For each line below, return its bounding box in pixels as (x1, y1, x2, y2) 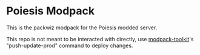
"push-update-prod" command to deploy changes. (6, 42, 133, 49)
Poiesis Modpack (6, 4, 95, 18)
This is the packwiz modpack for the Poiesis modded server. (6, 24, 158, 31)
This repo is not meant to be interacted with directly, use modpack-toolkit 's (6, 35, 194, 42)
